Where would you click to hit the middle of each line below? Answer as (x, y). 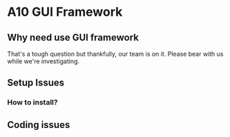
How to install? (32, 103)
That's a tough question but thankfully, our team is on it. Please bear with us (115, 54)
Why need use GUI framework (73, 38)
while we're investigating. (43, 61)
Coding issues (39, 125)
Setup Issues (36, 83)
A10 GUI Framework (65, 12)
